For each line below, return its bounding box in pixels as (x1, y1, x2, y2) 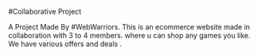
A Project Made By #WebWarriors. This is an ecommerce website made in (8, 22, 251, 31)
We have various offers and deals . (8, 39, 122, 49)
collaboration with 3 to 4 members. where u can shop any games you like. (8, 31, 251, 40)
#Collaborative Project (8, 7, 82, 16)
